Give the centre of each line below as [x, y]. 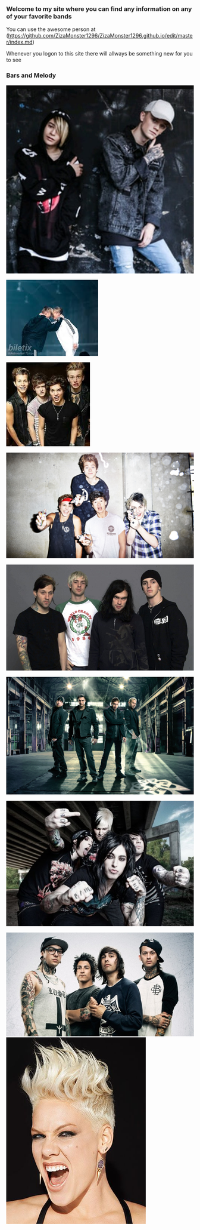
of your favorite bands [39, 16]
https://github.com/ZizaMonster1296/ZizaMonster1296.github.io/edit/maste [101, 36]
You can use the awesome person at [51, 29]
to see [14, 60]
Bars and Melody [31, 75]
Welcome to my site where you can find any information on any [99, 9]
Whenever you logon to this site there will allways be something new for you [100, 54]
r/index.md [19, 42]
